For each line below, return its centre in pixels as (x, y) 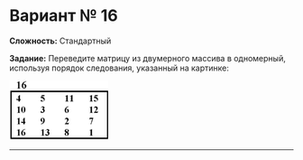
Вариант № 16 (64, 16)
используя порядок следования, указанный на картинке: (119, 68)
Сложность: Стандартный (60, 41)
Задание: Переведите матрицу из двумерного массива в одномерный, (147, 58)
